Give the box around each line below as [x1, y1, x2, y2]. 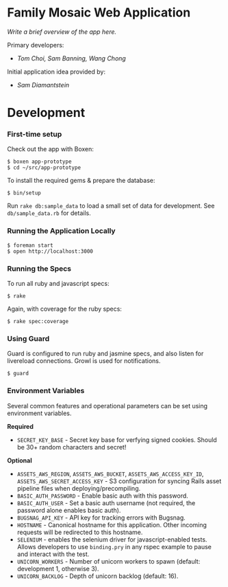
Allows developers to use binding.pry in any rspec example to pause [16, 542, 212, 551]
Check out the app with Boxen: [7, 145, 94, 153]
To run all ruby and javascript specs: [7, 280, 110, 288]
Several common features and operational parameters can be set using [7, 401, 207, 410]
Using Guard [7, 333, 50, 343]
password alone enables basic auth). [16, 506, 121, 514]
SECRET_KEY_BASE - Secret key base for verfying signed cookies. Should [16, 435, 217, 444]
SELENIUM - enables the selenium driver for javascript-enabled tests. [16, 535, 207, 544]
